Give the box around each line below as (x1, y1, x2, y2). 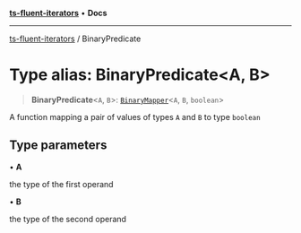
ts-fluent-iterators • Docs (9, 8, 107, 18)
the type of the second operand (9, 213, 127, 224)
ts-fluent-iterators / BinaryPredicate (9, 33, 142, 44)
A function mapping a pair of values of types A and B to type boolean (9, 111, 262, 122)
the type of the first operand (9, 178, 114, 189)
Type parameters (9, 138, 107, 153)
